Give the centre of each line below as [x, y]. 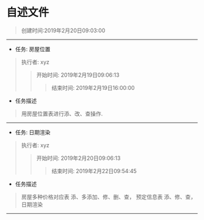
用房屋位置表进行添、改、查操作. [62, 114]
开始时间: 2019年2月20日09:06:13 [78, 158]
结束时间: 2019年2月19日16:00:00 [93, 88]
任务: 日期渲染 [32, 132]
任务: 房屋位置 [32, 49]
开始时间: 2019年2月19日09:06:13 [78, 75]
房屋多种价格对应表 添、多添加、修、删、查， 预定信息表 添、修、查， [108, 197]
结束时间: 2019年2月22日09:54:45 [94, 171]
